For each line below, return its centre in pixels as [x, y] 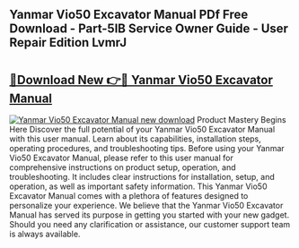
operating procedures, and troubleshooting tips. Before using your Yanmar [147, 148]
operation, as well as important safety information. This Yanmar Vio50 [138, 186]
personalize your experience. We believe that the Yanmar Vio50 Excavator [146, 205]
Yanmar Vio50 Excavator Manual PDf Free [129, 15]
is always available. [45, 234]
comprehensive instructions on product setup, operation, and [123, 167]
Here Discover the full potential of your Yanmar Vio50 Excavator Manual [142, 129]
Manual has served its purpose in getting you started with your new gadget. [149, 215]
